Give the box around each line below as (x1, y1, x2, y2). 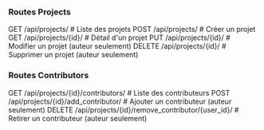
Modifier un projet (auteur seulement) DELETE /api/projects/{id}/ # (8, 41, 227, 51)
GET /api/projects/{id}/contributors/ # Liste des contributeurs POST (8, 88, 231, 97)
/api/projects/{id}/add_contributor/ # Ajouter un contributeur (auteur (8, 97, 232, 106)
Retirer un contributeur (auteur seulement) (8, 113, 148, 123)
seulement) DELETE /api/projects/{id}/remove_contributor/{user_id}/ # (8, 104, 239, 114)
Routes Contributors (8, 70, 89, 81)
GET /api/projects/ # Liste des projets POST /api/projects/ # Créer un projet (8, 25, 256, 34)
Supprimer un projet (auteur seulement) (8, 50, 139, 60)
